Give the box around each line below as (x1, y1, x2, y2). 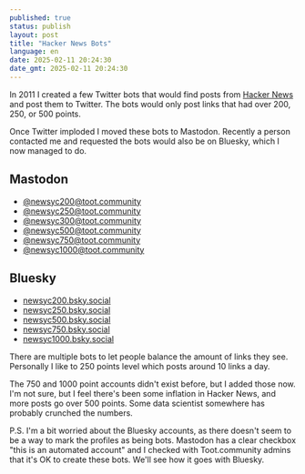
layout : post (9, 30, 59, 39)
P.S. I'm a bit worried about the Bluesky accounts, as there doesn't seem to (9, 425, 292, 436)
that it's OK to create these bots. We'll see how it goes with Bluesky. (9, 454, 265, 465)
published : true (9, 13, 71, 23)
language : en (9, 47, 59, 56)
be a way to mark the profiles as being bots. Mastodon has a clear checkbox (9, 434, 297, 446)
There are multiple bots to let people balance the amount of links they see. (9, 351, 289, 362)
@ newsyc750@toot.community (22, 234, 141, 246)
